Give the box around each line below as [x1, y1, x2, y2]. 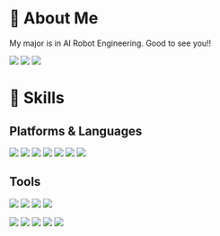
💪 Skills [9, 88, 66, 109]
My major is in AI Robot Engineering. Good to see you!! [9, 38, 212, 48]
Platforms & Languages [9, 123, 143, 138]
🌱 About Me [9, 8, 99, 29]
